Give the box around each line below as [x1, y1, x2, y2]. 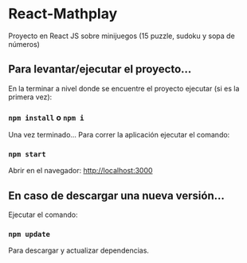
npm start [8, 149, 46, 159]
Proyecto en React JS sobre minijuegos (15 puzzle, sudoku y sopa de [8, 31, 235, 41]
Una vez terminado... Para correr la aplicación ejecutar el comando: [8, 130, 230, 140]
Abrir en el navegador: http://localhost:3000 [8, 166, 153, 176]
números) [8, 39, 40, 48]
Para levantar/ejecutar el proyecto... [8, 63, 192, 76]
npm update [8, 230, 50, 239]
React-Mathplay [8, 5, 118, 23]
